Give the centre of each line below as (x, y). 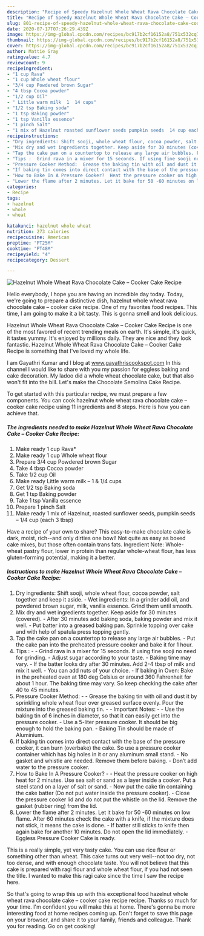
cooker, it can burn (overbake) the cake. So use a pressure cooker (98, 748)
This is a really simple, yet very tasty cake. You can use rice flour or (91, 850)
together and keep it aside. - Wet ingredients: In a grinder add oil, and (102, 600)
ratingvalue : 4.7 (29, 57)
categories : (22, 187)
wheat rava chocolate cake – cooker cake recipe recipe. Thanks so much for (102, 900)
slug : (14, 23)
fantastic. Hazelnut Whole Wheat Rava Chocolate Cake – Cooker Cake (94, 345)
